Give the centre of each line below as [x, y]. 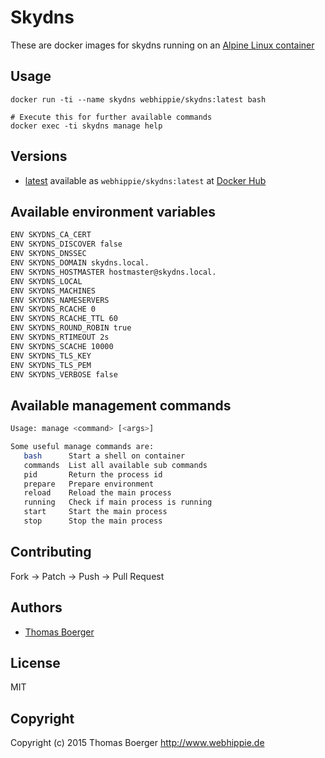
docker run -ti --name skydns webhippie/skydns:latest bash [138, 99]
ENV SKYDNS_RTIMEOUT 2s [60, 337]
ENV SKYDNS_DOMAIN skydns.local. [80, 263]
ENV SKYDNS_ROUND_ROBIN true [71, 328]
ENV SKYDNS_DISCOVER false [66, 244]
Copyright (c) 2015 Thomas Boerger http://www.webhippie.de [137, 743]
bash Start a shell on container [104, 456]
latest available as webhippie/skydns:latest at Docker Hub [145, 180]
